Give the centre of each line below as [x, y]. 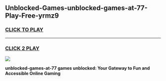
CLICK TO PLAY [24, 30]
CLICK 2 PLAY [22, 48]
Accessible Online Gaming [33, 73]
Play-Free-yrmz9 [32, 16]
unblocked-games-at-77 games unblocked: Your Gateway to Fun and [78, 68]
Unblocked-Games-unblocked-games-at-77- [76, 8]
